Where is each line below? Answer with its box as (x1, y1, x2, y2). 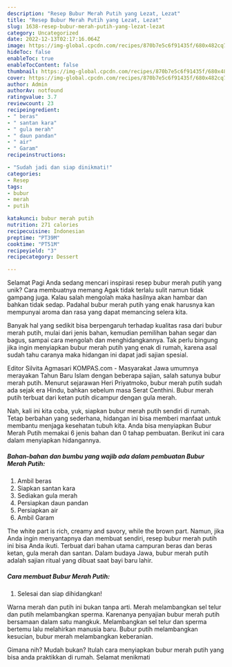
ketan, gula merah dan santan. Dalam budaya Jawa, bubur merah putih (7, 549, 209, 557)
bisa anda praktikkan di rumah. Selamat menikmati (7, 653, 151, 661)
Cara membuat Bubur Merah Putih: (7, 572, 110, 581)
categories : (7, 170, 41, 177)
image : (7, 42, 26, 49)
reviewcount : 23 (7, 100, 54, 107)
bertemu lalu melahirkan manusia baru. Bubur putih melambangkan (7, 625, 198, 633)
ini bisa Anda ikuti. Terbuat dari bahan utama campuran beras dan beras (7, 542, 213, 550)
